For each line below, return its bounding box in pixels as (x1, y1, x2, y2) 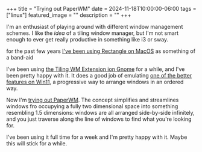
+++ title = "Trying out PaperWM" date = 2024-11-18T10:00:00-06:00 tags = (6, 5, 197, 12)
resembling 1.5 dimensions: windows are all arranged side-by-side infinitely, (6, 109, 195, 116)
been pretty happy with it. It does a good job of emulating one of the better (6, 72, 192, 79)
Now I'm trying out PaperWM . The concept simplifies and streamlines (6, 96, 179, 103)
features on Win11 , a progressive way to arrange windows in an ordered (6, 78, 184, 85)
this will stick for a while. (6, 140, 68, 147)
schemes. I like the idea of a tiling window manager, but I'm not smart (6, 29, 179, 37)
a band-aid (6, 54, 34, 61)
